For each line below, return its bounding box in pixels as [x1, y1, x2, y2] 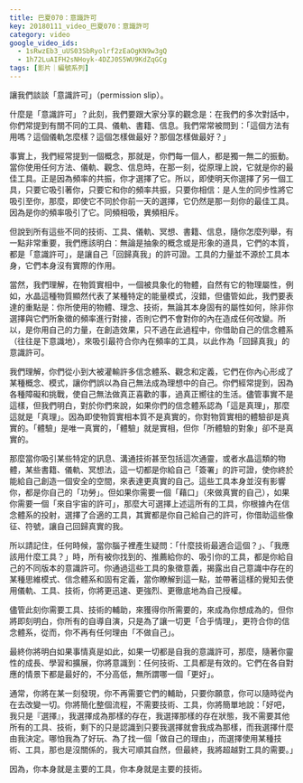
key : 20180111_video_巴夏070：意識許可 [9, 22, 150, 31]
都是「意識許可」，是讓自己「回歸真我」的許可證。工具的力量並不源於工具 [9, 248, 282, 259]
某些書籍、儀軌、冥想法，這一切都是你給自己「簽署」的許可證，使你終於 [24, 464, 294, 475]
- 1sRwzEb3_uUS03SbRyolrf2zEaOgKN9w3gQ [17, 47, 168, 56]
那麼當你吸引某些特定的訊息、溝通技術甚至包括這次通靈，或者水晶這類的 [9, 452, 278, 463]
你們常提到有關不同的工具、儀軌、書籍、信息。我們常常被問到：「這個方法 [9, 119, 282, 131]
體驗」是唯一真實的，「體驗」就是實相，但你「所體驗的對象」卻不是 [36, 422, 286, 433]
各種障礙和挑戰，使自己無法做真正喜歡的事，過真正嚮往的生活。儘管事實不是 [9, 388, 294, 399]
